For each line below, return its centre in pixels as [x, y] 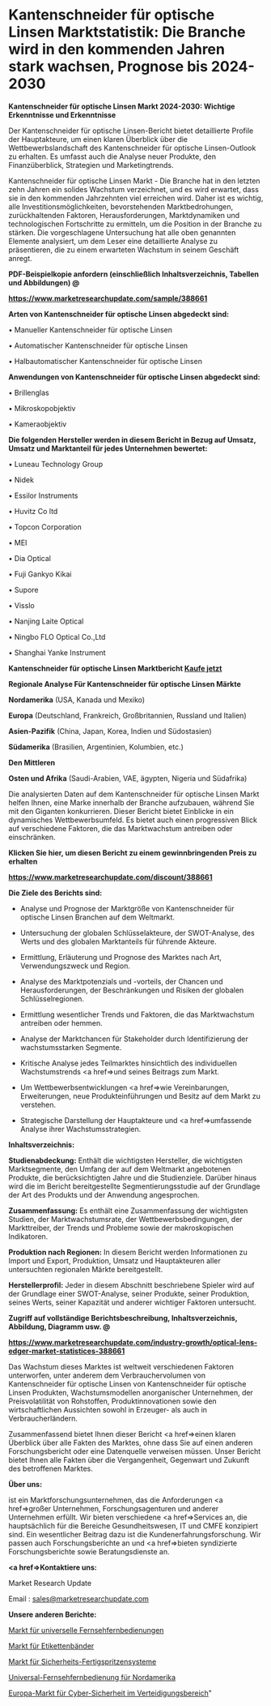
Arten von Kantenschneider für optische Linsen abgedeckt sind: [119, 314]
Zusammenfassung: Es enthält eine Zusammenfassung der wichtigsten [128, 1211]
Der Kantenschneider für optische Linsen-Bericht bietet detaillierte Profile [131, 131]
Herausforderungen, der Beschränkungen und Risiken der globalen [132, 990]
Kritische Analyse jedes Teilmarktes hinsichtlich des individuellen [128, 1063]
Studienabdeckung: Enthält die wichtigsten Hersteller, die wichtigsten [125, 1160]
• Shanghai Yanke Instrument [57, 652]
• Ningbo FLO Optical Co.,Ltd [57, 637]
